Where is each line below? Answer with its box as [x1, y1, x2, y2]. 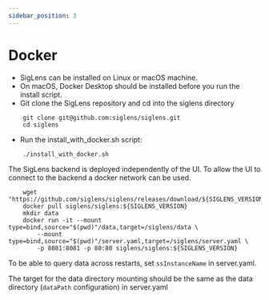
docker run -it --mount [22, 216, 102, 224]
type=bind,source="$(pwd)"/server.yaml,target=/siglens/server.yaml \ [8, 237, 249, 245]
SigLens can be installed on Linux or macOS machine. [19, 73, 198, 82]
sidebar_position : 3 [8, 11, 78, 20]
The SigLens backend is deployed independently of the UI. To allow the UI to [8, 164, 261, 174]
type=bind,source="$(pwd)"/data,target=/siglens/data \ [8, 223, 199, 231]
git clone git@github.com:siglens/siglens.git [22, 114, 181, 122]
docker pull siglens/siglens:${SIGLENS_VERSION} [22, 202, 188, 210]
